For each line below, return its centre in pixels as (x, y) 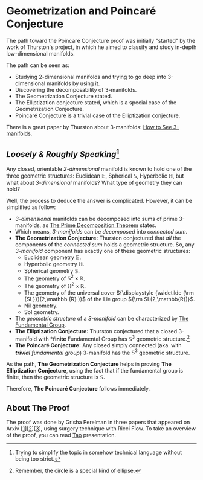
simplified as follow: (31, 207)
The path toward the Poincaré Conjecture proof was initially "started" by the (101, 40)
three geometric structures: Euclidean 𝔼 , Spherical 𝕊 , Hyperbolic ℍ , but (95, 176)
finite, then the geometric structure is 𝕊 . (56, 377)
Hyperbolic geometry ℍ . (54, 264)
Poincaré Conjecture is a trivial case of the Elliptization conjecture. (98, 115)
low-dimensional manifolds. (41, 53)
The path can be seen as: (38, 65)
